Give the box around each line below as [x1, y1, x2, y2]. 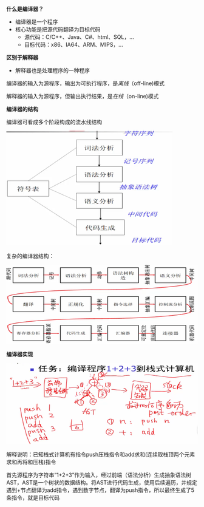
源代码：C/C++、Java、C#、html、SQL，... [24, 33, 135, 41]
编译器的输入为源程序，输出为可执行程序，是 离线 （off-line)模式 [6, 80, 165, 87]
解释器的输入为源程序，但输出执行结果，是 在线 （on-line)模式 [6, 93, 159, 100]
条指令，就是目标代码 [6, 494, 59, 501]
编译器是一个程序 [15, 18, 58, 26]
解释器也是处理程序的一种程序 [15, 67, 90, 74]
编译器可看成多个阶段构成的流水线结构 [6, 118, 102, 126]
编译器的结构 [6, 106, 38, 112]
